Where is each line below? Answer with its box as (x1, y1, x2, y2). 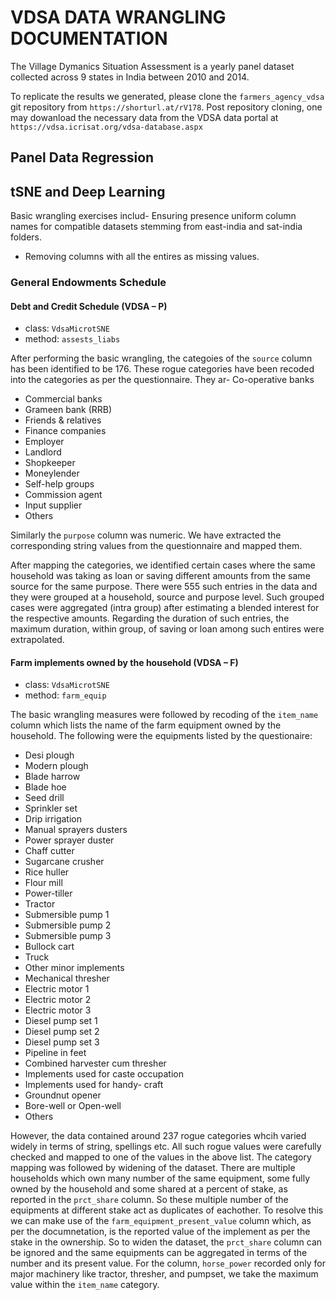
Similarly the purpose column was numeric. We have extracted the (10, 529, 282, 541)
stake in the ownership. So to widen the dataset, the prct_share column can (10, 1236, 323, 1248)
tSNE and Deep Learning (10, 183, 166, 200)
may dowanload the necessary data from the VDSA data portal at (10, 111, 279, 123)
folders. (10, 231, 42, 243)
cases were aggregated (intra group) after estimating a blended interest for (10, 602, 320, 614)
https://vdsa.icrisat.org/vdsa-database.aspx (10, 122, 203, 132)
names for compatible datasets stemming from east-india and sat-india (10, 221, 303, 233)
